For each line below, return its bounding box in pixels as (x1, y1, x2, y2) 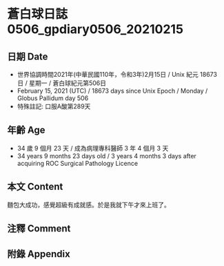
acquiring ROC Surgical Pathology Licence (17, 159, 139, 167)
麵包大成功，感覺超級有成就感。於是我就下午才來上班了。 (7, 200, 170, 209)
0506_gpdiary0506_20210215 (7, 21, 184, 37)
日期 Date (7, 50, 48, 62)
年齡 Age (7, 124, 45, 136)
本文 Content (7, 181, 63, 193)
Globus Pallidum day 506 (17, 94, 89, 102)
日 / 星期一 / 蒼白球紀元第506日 (17, 79, 107, 87)
